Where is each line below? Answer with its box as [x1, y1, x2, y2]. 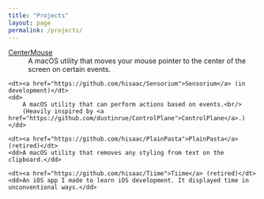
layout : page [8, 19, 51, 27]
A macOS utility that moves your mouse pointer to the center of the [28, 56, 247, 66]
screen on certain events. [28, 65, 111, 74]
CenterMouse [8, 48, 53, 58]
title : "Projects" [8, 11, 69, 20]
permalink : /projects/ [8, 26, 83, 34]
